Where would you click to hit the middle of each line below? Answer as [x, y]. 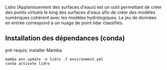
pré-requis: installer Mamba [34, 50]
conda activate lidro [28, 64]
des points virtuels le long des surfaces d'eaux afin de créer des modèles [80, 12]
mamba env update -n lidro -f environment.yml [54, 59]
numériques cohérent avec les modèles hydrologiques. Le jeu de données [81, 17]
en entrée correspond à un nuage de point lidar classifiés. [64, 23]
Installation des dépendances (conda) [65, 38]
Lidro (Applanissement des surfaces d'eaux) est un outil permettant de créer [83, 7]
